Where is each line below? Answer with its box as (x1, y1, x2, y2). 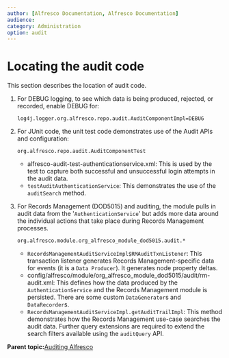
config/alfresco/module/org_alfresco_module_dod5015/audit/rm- (27, 272, 211, 280)
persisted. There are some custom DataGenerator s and (27, 293, 181, 302)
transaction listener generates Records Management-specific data (27, 256, 215, 265)
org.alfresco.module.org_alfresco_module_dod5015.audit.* (16, 237, 186, 244)
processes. (16, 224, 49, 232)
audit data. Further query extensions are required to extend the (27, 322, 205, 331)
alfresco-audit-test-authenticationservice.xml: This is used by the (27, 160, 213, 168)
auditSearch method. (27, 189, 87, 198)
